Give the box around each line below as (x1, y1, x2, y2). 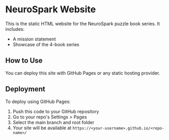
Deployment (5, 85, 46, 93)
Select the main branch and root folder (12, 119, 95, 125)
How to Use (5, 56, 43, 65)
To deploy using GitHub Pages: (5, 98, 71, 105)
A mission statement (12, 36, 56, 42)
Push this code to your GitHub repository (12, 108, 99, 114)
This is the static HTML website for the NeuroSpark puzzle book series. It (5, 21, 160, 27)
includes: (5, 26, 25, 32)
